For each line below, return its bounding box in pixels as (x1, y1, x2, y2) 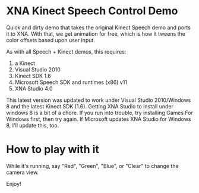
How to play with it (6, 143, 100, 156)
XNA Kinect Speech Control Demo (6, 4, 178, 18)
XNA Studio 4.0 (14, 85, 53, 92)
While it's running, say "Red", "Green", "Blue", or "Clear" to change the (6, 162, 179, 169)
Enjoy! (6, 180, 22, 187)
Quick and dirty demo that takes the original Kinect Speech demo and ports (6, 24, 191, 31)
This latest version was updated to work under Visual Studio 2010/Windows (6, 96, 191, 104)
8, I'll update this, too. (6, 122, 59, 129)
